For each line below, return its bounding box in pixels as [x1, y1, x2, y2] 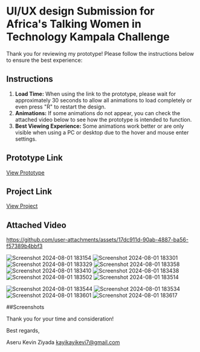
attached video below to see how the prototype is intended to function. [15, 116, 192, 123]
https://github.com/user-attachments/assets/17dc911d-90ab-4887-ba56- [6, 236, 189, 244]
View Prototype [6, 168, 45, 176]
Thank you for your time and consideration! [6, 315, 114, 322]
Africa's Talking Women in [6, 17, 142, 31]
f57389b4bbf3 [6, 242, 43, 250]
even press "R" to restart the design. [15, 103, 106, 110]
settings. [15, 135, 37, 142]
